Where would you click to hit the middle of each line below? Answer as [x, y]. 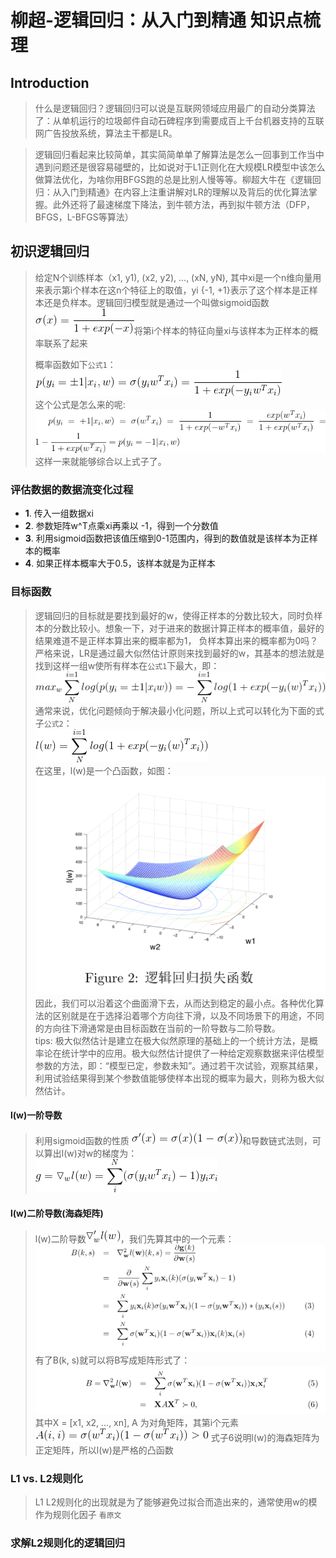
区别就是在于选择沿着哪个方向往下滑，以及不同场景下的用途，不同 [188, 1015]
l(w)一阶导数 [36, 1115]
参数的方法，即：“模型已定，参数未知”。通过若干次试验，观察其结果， [179, 1065]
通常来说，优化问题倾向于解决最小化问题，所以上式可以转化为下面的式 [179, 711]
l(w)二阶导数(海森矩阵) [57, 1213]
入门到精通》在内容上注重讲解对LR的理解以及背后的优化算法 [185, 192]
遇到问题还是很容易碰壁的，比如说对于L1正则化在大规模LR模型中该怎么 [180, 167]
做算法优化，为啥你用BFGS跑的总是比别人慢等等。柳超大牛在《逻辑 [173, 179]
